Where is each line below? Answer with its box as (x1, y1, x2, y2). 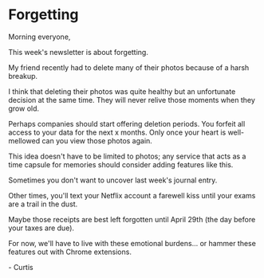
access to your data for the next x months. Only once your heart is (8, 127, 227, 137)
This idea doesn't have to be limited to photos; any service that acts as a (8, 151, 246, 161)
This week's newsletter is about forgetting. (8, 47, 149, 57)
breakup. (8, 71, 38, 80)
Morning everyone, (8, 32, 71, 41)
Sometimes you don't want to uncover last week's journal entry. (8, 175, 218, 185)
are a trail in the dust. (8, 199, 78, 209)
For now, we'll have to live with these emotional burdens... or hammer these (8, 238, 257, 248)
